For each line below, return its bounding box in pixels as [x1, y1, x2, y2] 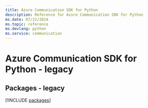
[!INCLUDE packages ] [5, 97, 51, 103]
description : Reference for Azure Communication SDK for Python [5, 12, 143, 17]
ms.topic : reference [5, 21, 49, 27]
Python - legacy [5, 64, 74, 75]
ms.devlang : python [5, 26, 46, 31]
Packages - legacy [5, 84, 65, 92]
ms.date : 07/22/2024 [5, 17, 49, 22]
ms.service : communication [5, 31, 62, 36]
